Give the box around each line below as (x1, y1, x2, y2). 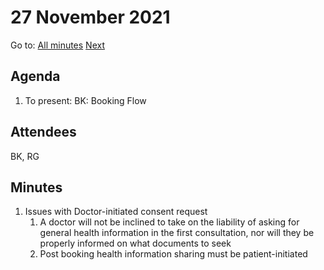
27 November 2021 (10, 6, 171, 29)
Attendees (10, 124, 77, 141)
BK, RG (10, 150, 40, 162)
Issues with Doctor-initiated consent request (24, 206, 208, 218)
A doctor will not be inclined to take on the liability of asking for (39, 216, 300, 228)
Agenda (10, 68, 61, 85)
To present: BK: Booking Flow (24, 94, 147, 106)
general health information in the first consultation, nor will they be (39, 227, 315, 239)
